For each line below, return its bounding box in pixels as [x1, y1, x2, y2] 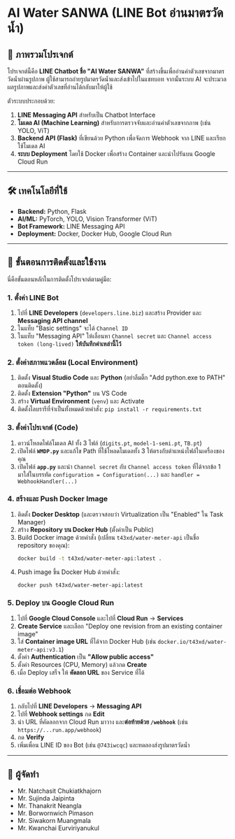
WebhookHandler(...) [17, 478, 78, 485]
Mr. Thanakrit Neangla [17, 801, 82, 810]
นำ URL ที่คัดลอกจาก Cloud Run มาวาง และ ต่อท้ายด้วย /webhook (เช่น [17, 718, 188, 726]
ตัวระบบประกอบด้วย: [7, 96, 55, 105]
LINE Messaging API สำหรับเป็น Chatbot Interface [17, 110, 156, 119]
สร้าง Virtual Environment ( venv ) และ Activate [17, 397, 145, 406]
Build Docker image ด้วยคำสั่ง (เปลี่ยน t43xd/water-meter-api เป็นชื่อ [17, 533, 199, 541]
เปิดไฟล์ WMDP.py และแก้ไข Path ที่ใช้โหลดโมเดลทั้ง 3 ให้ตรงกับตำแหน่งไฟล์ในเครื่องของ [17, 446, 225, 455]
